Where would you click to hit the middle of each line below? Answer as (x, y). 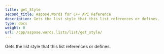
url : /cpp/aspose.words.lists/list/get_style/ (54, 32)
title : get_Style (23, 10)
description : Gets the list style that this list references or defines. (82, 19)
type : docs (16, 23)
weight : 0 (15, 28)
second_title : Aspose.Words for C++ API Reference (58, 14)
